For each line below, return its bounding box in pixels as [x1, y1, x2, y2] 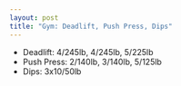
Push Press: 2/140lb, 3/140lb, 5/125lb [22, 56, 162, 67]
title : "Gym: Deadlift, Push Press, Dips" [9, 22, 173, 31]
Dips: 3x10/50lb [22, 65, 82, 77]
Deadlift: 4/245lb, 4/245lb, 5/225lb [22, 46, 154, 57]
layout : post [9, 13, 59, 23]
